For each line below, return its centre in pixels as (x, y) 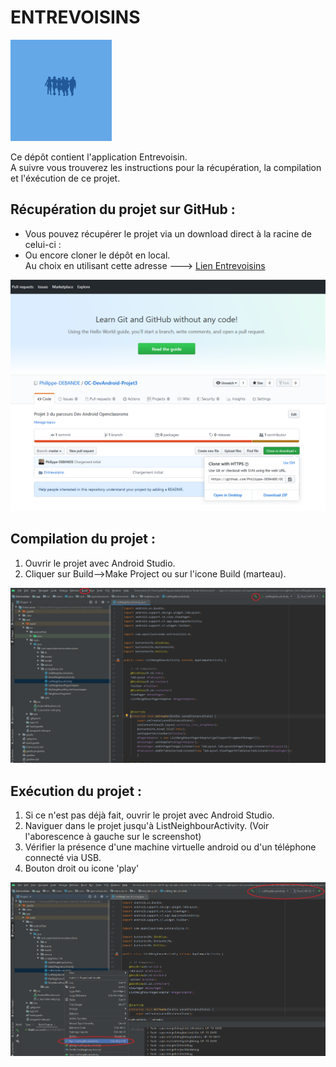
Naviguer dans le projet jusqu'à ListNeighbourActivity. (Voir (147, 826)
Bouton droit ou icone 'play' (82, 868)
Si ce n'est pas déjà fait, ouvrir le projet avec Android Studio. (149, 815)
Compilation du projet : (83, 539)
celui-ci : (43, 244)
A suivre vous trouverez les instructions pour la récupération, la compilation (166, 167)
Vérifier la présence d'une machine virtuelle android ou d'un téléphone (170, 847)
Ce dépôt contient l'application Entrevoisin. (99, 157)
